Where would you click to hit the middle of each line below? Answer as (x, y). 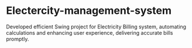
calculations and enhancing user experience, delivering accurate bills (90, 32)
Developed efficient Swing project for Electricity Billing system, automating (96, 27)
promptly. (18, 39)
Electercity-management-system (89, 11)
